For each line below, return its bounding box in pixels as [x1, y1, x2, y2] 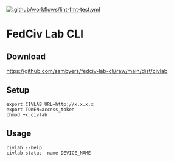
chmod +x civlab [6, 111, 47, 118]
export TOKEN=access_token [6, 107, 75, 113]
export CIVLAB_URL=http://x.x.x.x [6, 101, 94, 107]
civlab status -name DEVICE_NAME [6, 150, 91, 156]
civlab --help [6, 144, 43, 150]
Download [6, 51, 46, 62]
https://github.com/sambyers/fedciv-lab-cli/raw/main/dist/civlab [6, 68, 168, 74]
